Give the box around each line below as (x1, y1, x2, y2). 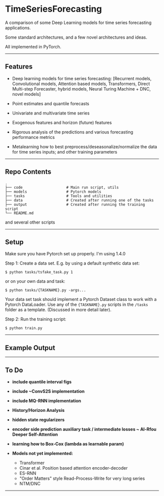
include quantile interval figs (12, 379, 72, 384)
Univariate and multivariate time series (12, 110, 90, 116)
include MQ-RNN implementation (12, 398, 82, 404)
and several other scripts (5, 219, 55, 225)
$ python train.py (5, 326, 42, 331)
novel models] (12, 91, 41, 97)
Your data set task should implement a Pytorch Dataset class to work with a (5, 296, 157, 302)
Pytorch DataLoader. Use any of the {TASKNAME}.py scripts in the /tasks (5, 302, 148, 308)
